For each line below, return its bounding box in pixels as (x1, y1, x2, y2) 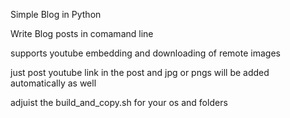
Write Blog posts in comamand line (10, 28, 154, 39)
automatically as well (10, 77, 97, 89)
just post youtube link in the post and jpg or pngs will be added (10, 67, 270, 78)
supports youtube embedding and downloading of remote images (10, 47, 281, 59)
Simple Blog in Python (10, 9, 102, 20)
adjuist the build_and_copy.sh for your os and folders (10, 97, 228, 108)
